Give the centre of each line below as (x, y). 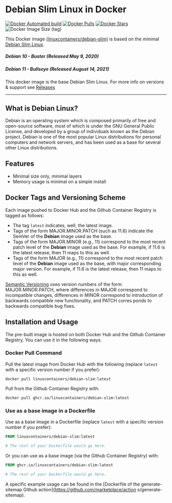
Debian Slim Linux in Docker (66, 9)
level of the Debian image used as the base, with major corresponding (87, 263)
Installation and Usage (42, 322)
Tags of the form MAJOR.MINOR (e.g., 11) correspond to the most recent (89, 242)
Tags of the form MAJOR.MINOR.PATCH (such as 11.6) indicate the (83, 231)
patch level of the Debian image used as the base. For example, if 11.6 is (89, 247)
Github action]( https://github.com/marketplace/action (80, 489)
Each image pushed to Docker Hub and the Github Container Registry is (81, 210)
